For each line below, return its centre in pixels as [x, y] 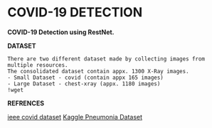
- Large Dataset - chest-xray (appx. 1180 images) [84, 84]
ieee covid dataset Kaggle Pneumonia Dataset [75, 117]
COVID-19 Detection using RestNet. [61, 32]
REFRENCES [26, 103]
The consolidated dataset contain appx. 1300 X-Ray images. [99, 71]
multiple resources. [38, 65]
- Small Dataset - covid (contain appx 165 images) [85, 78]
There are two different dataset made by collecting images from [106, 59]
